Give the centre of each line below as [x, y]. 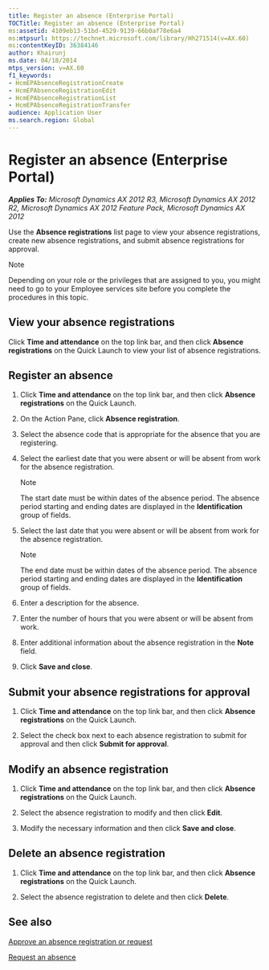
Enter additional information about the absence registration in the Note [137, 642]
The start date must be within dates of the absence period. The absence [140, 498]
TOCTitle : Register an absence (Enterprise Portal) [96, 23]
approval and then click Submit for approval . [94, 744]
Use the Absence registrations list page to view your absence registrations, [134, 232]
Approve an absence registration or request [80, 941]
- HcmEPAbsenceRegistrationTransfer [69, 105]
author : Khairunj [37, 53]
